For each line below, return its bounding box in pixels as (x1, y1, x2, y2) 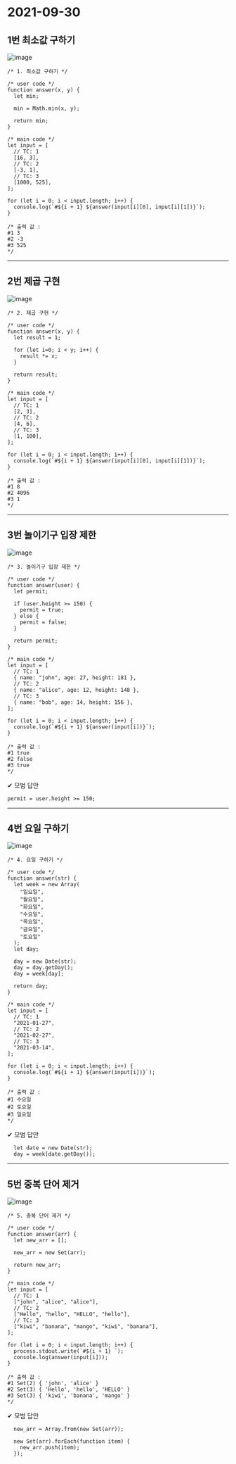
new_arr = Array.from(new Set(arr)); (13, 1426, 124, 1433)
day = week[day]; (13, 971, 65, 978)
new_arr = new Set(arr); (13, 1249, 86, 1256)
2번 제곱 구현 (7, 275, 60, 287)
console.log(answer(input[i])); (13, 1354, 109, 1361)
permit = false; (20, 619, 68, 626)
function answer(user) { (7, 581, 80, 588)
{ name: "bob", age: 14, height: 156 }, (13, 698, 133, 706)
